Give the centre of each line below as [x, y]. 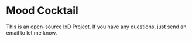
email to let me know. [32, 32]
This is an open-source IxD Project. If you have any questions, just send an [96, 27]
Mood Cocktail [42, 11]
